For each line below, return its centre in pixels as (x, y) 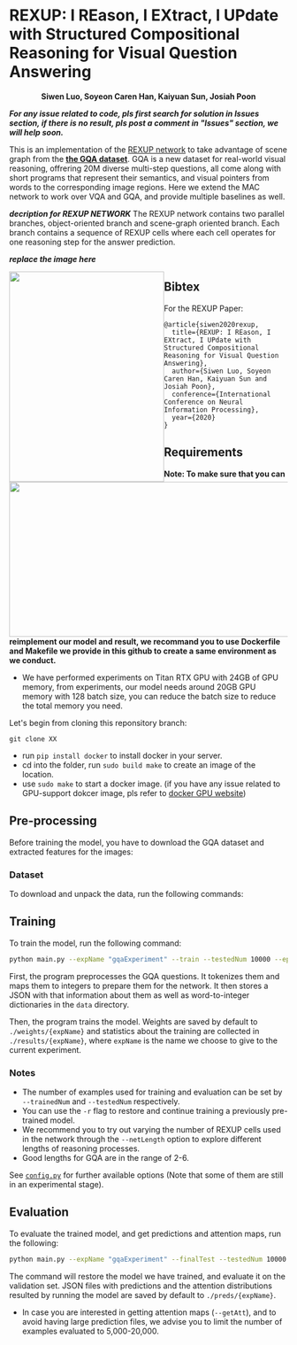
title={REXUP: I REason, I (221, 332)
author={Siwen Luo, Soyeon (221, 371)
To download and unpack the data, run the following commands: (126, 894)
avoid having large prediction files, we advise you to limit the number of (152, 1321)
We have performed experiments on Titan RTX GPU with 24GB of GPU (150, 677)
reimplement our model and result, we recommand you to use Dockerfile (145, 641)
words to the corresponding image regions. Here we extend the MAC (135, 187)
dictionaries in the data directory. (69, 1004)
